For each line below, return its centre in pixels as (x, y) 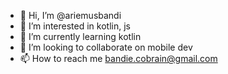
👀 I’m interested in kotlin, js (75, 26)
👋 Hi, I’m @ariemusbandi (70, 15)
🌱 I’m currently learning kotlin (80, 36)
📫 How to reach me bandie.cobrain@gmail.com (118, 58)
